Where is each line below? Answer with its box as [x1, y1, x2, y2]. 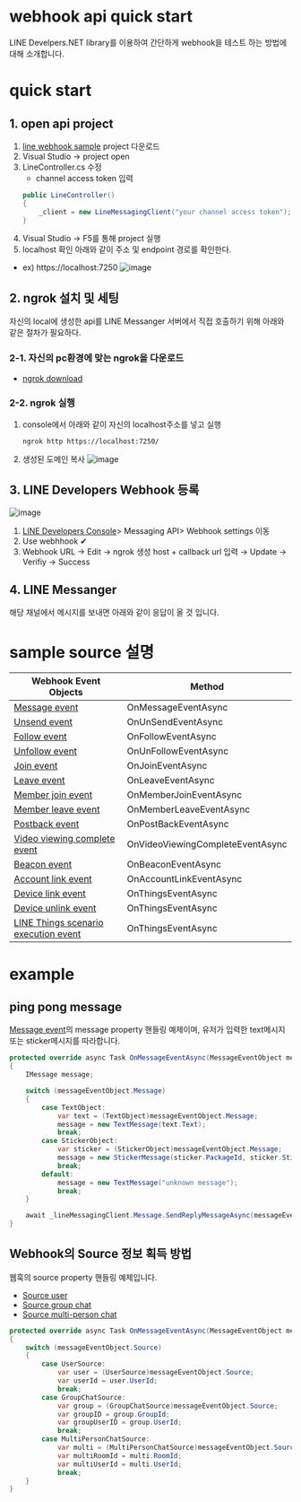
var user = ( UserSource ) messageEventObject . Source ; [56, 1368, 254, 1377]
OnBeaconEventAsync [126, 859, 222, 871]
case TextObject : [41, 1103, 106, 1112]
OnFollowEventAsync [126, 730, 217, 743]
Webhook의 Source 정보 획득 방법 [9, 1246, 193, 1262]
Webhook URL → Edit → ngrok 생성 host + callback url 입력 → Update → [21, 546, 287, 557]
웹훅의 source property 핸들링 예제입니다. [9, 1271, 158, 1282]
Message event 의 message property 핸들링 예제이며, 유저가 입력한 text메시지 [9, 1025, 286, 1035]
